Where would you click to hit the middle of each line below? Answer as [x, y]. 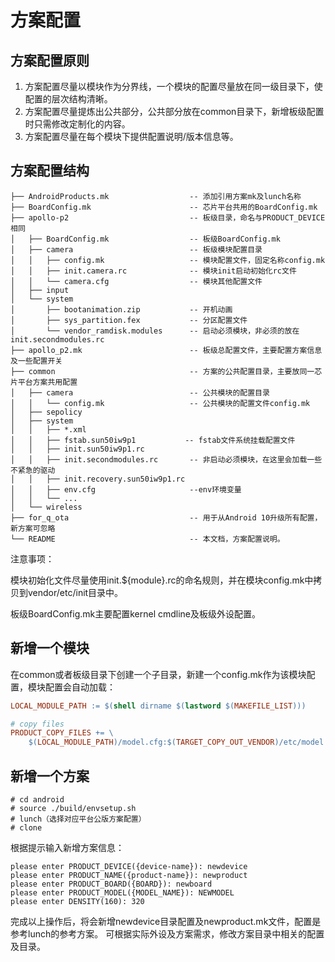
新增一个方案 [50, 776]
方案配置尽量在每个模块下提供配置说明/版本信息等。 [131, 136]
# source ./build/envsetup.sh [73, 808]
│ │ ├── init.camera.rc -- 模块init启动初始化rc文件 [153, 271]
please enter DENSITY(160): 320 [77, 901]
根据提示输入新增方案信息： [67, 847]
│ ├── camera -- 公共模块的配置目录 [140, 392]
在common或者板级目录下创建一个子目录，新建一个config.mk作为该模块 [158, 674]
